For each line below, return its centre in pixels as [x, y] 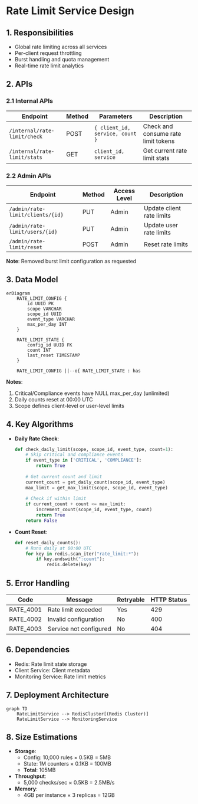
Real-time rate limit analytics [49, 66]
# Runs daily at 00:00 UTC [59, 548]
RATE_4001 [26, 610]
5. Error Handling [38, 583]
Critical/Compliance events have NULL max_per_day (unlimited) [92, 393]
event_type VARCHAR [51, 319]
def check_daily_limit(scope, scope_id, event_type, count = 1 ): [94, 449]
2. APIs [19, 84]
